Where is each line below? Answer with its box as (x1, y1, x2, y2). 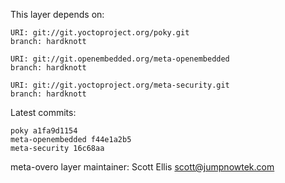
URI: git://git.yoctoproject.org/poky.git (10, 28, 190, 38)
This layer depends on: (10, 9, 105, 20)
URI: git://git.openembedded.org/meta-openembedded (10, 54, 230, 64)
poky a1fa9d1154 (10, 126, 78, 136)
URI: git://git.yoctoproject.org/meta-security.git (10, 80, 230, 90)
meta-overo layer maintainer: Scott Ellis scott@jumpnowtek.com (10, 161, 275, 173)
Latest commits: (10, 107, 77, 118)
